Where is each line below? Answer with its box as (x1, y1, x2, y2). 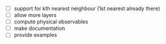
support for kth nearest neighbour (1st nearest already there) (13, 5, 160, 12)
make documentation (13, 25, 65, 32)
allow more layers (13, 12, 57, 19)
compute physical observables (13, 18, 88, 25)
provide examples (13, 32, 57, 39)
